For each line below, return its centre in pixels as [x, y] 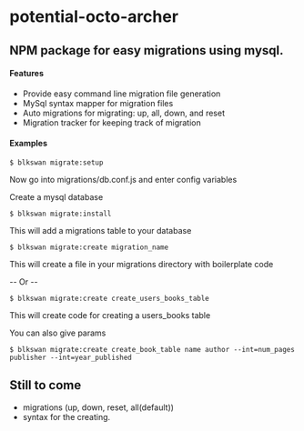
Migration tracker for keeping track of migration [112, 122]
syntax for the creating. [66, 416]
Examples [29, 144]
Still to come [46, 385]
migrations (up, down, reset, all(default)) [98, 407]
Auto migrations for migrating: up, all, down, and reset [124, 113]
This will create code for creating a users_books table [110, 315]
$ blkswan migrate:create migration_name [89, 247]
